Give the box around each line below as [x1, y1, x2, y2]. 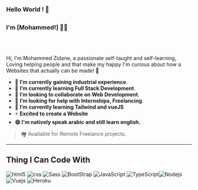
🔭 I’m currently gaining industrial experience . [14, 78, 128, 85]
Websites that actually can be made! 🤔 [6, 67, 99, 74]
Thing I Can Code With [6, 155, 91, 165]
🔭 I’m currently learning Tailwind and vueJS [14, 103, 124, 111]
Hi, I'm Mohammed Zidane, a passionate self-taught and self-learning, [6, 54, 177, 61]
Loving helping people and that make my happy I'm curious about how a [6, 61, 181, 68]
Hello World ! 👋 [6, 5, 49, 14]
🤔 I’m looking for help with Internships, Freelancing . [14, 97, 144, 104]
